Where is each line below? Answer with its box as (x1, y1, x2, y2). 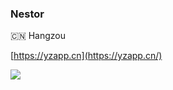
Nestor (10, 7, 45, 21)
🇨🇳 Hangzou (10, 30, 67, 42)
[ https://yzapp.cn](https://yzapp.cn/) (10, 50, 163, 62)
